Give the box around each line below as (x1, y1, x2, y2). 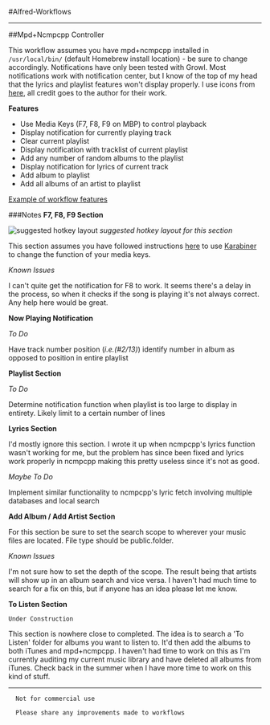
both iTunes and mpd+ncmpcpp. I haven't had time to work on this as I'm (8, 646, 251, 655)
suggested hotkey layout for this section (99, 226, 233, 235)
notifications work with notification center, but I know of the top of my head (8, 71, 258, 80)
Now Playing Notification (8, 313, 94, 323)
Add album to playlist (19, 170, 90, 180)
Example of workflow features (8, 194, 108, 204)
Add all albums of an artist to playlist (19, 179, 141, 188)
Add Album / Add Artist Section (8, 511, 116, 521)
